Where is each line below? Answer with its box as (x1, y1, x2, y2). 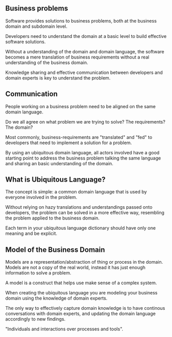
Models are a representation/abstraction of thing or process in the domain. (5, 259, 163, 265)
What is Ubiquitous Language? (5, 175, 106, 184)
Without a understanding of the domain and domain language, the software (5, 48, 164, 54)
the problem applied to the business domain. (5, 215, 100, 221)
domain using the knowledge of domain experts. (5, 295, 108, 302)
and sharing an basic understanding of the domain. (5, 160, 113, 166)
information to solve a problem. (5, 270, 71, 276)
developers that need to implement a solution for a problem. (5, 140, 132, 146)
